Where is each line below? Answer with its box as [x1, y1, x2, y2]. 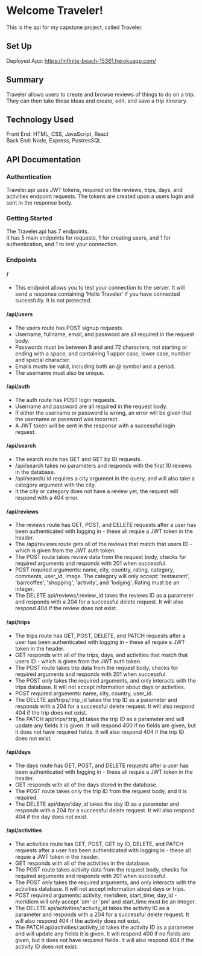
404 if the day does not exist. [14, 813, 89, 820]
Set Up [6, 41, 32, 51]
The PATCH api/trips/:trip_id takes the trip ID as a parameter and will [14, 715, 185, 722]
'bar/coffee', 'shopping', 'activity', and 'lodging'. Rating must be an [14, 579, 180, 586]
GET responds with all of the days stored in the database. [14, 781, 158, 788]
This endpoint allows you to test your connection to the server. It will [14, 284, 185, 292]
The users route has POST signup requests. [14, 324, 124, 331]
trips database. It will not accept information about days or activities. [14, 683, 186, 690]
